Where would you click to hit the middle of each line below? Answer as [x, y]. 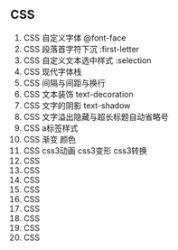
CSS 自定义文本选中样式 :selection [87, 60]
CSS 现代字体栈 [52, 71]
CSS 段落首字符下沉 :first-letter [81, 49]
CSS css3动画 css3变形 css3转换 [85, 150]
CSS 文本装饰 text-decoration [78, 94]
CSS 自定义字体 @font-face [75, 37]
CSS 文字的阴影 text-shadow [77, 105]
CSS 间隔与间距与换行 [64, 83]
